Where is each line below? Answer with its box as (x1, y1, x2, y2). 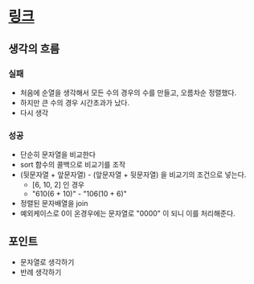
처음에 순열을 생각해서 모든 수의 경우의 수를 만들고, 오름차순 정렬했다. (19, 88, 237, 97)
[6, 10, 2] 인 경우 (31, 180, 85, 190)
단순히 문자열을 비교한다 (19, 150, 96, 159)
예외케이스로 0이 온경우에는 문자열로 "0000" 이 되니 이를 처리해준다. (19, 208, 236, 218)
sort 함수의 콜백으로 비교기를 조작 (19, 160, 126, 170)
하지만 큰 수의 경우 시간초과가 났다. (19, 97, 130, 107)
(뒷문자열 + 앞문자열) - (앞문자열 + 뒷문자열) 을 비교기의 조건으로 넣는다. (19, 170, 247, 179)
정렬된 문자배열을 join (19, 199, 88, 208)
